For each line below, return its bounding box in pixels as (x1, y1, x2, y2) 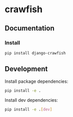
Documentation (5, 24, 55, 33)
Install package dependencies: (5, 78, 68, 84)
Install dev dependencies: (5, 97, 58, 103)
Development (5, 65, 48, 73)
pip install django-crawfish (5, 50, 66, 55)
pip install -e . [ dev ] (5, 107, 52, 112)
